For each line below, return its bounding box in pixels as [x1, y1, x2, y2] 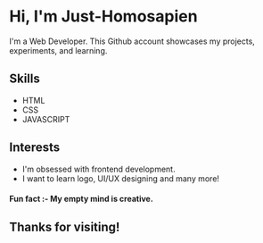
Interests [9, 140, 61, 155]
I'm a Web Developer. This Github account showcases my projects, [9, 36, 256, 46]
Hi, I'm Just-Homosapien [9, 6, 198, 27]
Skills [9, 71, 40, 87]
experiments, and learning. [9, 45, 108, 55]
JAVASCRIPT [21, 113, 70, 124]
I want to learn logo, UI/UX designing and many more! [21, 172, 220, 184]
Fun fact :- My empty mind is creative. [9, 194, 153, 205]
